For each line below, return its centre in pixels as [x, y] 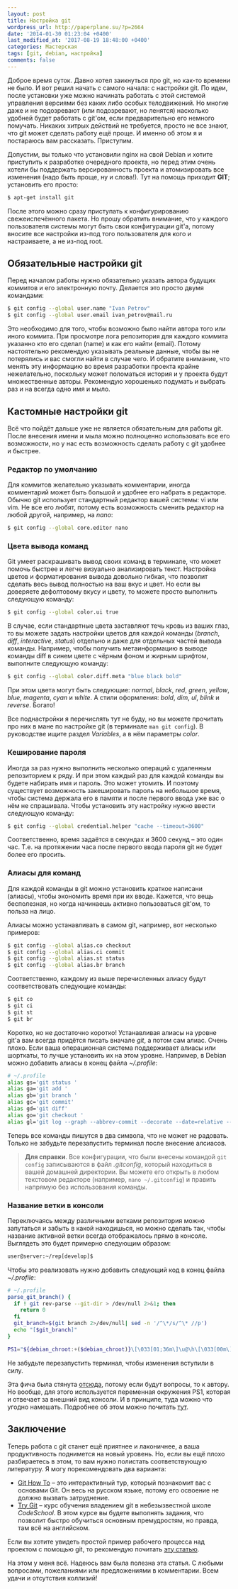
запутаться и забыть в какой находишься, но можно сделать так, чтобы [117, 1228]
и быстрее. [24, 451]
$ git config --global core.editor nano [68, 528]
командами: [26, 296]
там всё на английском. [54, 1528]
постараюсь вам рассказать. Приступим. [70, 140]
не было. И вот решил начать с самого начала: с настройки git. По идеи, [118, 88]
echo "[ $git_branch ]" [46, 1330]
